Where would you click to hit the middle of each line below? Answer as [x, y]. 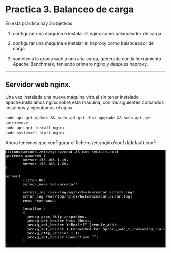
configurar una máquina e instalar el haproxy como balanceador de [83, 43]
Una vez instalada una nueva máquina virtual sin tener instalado [72, 97]
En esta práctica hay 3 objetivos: [39, 23]
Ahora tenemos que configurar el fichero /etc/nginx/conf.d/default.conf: [81, 142]
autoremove [17, 123]
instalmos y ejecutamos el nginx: [39, 107]
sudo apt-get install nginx [35, 128]
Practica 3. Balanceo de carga [69, 9]
